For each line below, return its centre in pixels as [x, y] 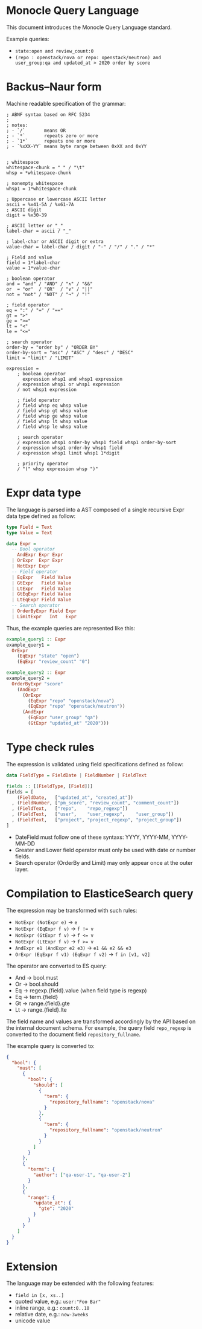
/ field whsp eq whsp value [52, 406]
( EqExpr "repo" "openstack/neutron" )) [77, 707]
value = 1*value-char [33, 268]
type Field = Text [29, 527]
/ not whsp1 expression [47, 390]
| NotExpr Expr [31, 566]
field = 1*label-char [33, 263]
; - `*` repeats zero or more [52, 136]
